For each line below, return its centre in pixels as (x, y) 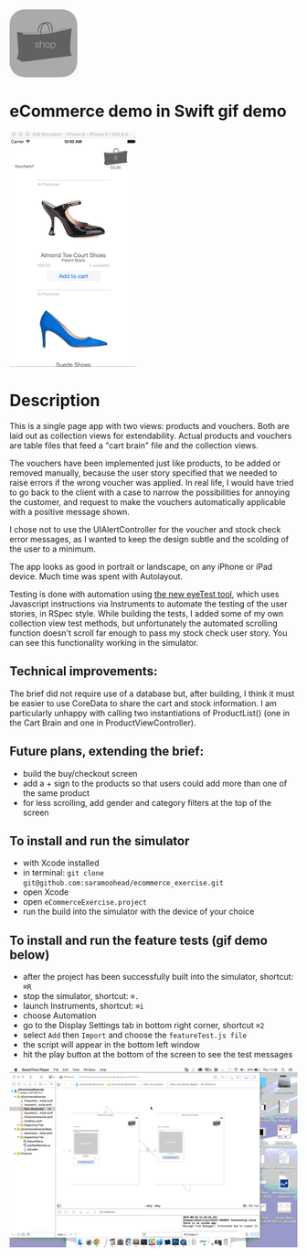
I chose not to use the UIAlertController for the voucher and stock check (145, 529)
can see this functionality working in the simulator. (104, 642)
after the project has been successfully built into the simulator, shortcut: (158, 977)
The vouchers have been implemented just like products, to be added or (145, 463)
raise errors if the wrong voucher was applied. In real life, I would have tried (152, 482)
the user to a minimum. (53, 549)
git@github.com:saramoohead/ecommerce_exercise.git (123, 883)
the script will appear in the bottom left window (111, 1045)
